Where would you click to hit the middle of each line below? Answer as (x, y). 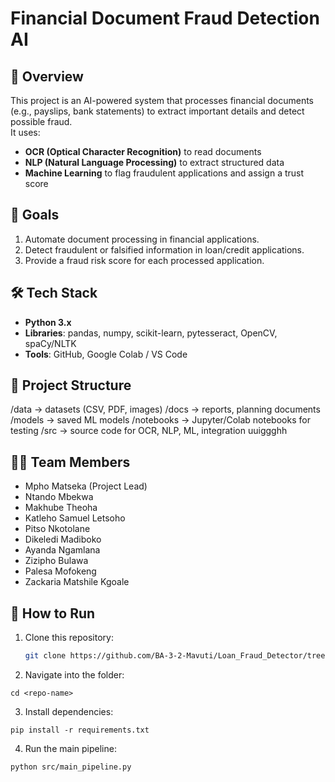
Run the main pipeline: (70, 748)
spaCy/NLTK (50, 343)
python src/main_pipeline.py (71, 767)
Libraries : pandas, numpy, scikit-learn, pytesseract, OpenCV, (151, 333)
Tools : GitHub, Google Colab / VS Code (106, 354)
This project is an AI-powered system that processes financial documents (162, 100)
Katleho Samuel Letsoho (75, 518)
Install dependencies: (69, 711)
